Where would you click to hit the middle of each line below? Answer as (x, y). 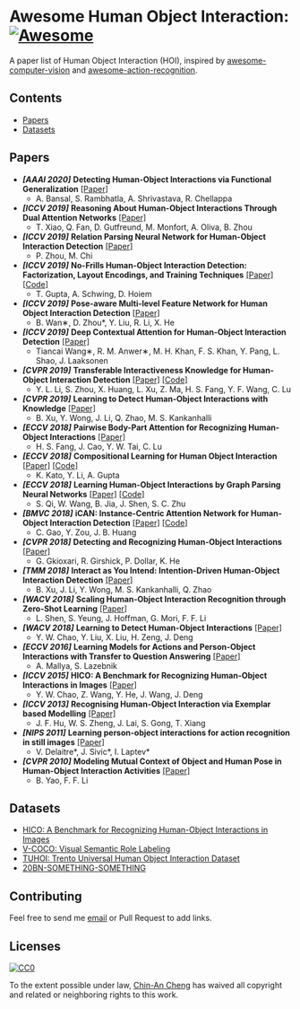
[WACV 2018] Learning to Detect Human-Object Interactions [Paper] (152, 627)
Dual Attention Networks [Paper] (84, 217)
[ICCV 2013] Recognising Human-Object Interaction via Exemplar (146, 704)
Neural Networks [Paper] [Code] (83, 494)
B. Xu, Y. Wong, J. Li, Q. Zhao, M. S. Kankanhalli (124, 417)
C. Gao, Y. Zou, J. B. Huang (86, 532)
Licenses (35, 946)
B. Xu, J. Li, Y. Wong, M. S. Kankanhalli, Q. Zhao (124, 589)
